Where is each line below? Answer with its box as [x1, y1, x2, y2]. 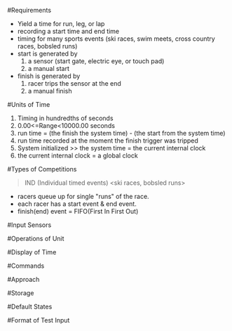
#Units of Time [7, 100, 50, 108]
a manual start [27, 65, 70, 72]
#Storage [7, 289, 34, 297]
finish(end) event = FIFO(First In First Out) [17, 207, 139, 215]
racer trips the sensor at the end [27, 79, 121, 87]
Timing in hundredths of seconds [17, 114, 114, 122]
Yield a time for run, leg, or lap [17, 20, 105, 27]
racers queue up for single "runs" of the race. [17, 193, 149, 200]
